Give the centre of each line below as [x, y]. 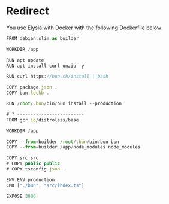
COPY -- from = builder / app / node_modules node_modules [73, 147]
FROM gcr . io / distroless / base [43, 120]
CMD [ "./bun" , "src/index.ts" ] [45, 185]
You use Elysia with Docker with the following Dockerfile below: [84, 28]
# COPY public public [33, 164]
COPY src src [22, 158]
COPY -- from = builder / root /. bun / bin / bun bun [63, 142]
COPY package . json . [32, 87]
